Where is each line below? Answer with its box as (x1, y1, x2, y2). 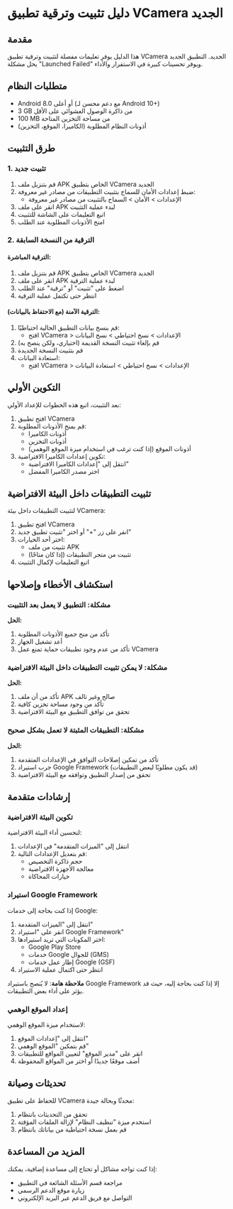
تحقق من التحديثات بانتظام (17, 1110, 88, 1118)
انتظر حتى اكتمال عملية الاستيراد (17, 965, 103, 974)
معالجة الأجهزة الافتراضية (28, 864, 94, 873)
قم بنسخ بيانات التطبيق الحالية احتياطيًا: (17, 323, 120, 332)
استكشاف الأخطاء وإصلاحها (7, 578, 113, 590)
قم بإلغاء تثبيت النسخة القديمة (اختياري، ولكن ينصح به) (17, 338, 159, 347)
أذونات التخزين (28, 437, 67, 445)
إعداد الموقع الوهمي (7, 1004, 69, 1014)
